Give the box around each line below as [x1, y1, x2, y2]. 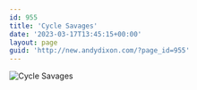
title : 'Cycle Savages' [9, 21, 98, 30]
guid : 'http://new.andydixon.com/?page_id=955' [9, 46, 191, 55]
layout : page [9, 37, 58, 47]
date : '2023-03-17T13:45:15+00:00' [9, 29, 142, 38]
